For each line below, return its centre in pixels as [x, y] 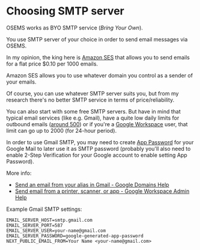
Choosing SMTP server [65, 11]
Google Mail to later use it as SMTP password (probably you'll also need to [98, 148]
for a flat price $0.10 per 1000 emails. [52, 64]
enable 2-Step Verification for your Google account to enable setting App [97, 155]
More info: [19, 173]
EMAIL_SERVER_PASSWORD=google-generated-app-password [75, 236]
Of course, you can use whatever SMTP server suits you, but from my [92, 93]
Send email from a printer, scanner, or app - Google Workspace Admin [102, 191]
